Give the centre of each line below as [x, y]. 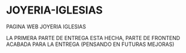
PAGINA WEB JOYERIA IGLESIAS [46, 26]
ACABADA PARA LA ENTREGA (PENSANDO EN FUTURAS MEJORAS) [90, 44]
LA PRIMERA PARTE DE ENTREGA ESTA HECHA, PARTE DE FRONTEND [93, 38]
